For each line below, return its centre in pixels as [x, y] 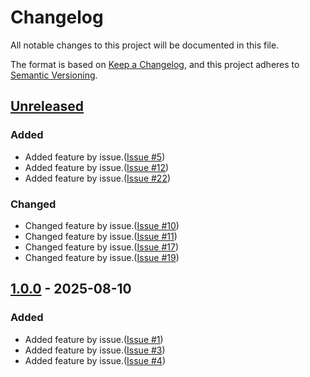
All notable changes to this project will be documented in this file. [145, 45]
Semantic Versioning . [54, 75]
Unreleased [47, 106]
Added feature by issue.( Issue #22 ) [98, 178]
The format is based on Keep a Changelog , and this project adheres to [155, 64]
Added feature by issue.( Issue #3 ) [95, 350]
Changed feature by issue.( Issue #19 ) [102, 257]
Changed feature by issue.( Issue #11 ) [101, 236]
